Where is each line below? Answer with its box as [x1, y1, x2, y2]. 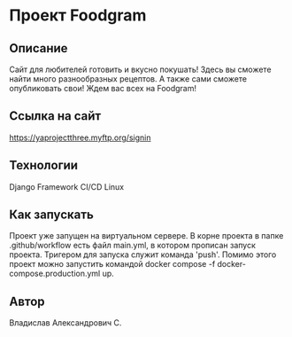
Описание [9, 41, 68, 56]
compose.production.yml [9, 268, 101, 279]
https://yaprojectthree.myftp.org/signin [9, 132, 151, 143]
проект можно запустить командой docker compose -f [9, 259, 216, 270]
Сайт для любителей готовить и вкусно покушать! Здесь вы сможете [9, 64, 272, 74]
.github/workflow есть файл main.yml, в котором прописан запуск [9, 240, 257, 251]
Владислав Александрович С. [9, 317, 122, 328]
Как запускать [9, 208, 95, 223]
